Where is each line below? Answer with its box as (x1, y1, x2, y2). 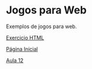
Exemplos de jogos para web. (6, 23, 77, 30)
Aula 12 (6, 57, 24, 64)
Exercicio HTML (6, 34, 45, 41)
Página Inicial (6, 45, 38, 53)
